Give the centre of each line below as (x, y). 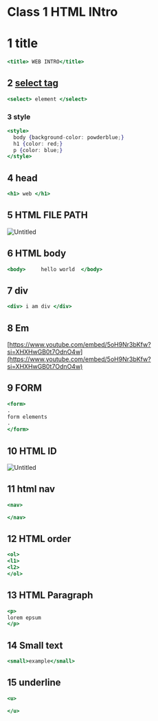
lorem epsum (24, 617)
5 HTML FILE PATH (47, 215)
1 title (23, 44)
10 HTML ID (32, 451)
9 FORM (25, 388)
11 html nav (31, 489)
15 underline (34, 683)
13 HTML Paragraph (50, 595)
